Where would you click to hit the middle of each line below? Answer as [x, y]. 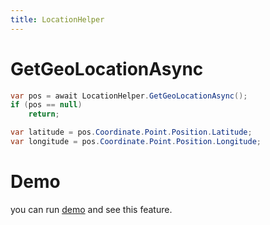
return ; [44, 114]
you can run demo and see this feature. [91, 209]
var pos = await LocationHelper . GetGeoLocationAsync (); [129, 96]
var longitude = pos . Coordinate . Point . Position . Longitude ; [136, 142]
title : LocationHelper [57, 19]
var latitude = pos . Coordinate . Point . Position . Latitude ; [131, 132]
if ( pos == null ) [46, 105]
